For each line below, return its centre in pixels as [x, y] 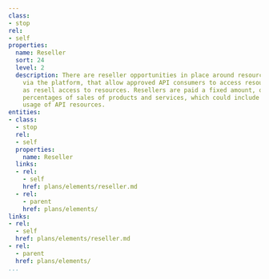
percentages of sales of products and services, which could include [141, 98]
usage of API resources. [64, 105]
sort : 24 [30, 61]
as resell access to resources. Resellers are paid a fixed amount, [139, 90]
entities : [25, 113]
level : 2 [30, 68]
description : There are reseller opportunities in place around [125, 75]
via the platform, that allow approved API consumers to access [132, 82]
